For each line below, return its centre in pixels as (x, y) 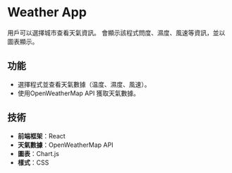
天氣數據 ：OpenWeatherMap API (65, 145)
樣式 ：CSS (33, 162)
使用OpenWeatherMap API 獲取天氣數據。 (78, 93)
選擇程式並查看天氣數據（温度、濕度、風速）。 (84, 84)
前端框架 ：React (41, 136)
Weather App (47, 12)
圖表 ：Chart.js (38, 153)
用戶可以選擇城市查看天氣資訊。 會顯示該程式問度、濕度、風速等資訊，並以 (116, 32)
